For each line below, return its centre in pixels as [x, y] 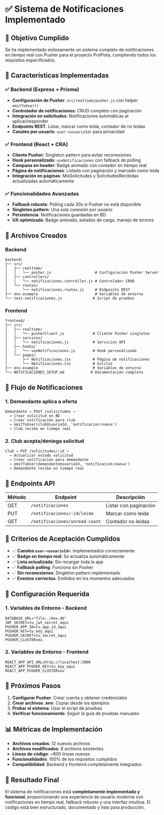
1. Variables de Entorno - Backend [46, 608]
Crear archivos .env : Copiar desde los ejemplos [61, 703]
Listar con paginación [131, 506]
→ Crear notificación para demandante [49, 460]
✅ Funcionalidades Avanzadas [42, 193]
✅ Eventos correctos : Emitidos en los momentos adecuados [73, 578]
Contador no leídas [128, 521]
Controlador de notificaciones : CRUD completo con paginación [77, 110]
